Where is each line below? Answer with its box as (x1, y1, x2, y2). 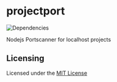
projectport (6, 4, 65, 18)
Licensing (6, 53, 44, 64)
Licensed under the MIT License (6, 69, 87, 77)
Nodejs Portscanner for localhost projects (6, 36, 112, 43)
